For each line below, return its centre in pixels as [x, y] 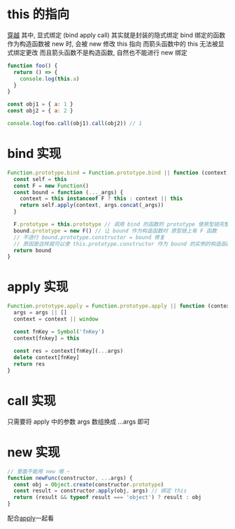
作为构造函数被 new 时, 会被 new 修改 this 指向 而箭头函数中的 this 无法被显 [116, 43]
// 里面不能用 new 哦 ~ [38, 471]
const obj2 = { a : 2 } [40, 111]
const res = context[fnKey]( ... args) [69, 351]
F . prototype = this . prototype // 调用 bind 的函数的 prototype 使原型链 [116, 224]
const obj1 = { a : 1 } [40, 104]
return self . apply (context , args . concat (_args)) [92, 205]
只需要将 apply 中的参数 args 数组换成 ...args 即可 [79, 421]
